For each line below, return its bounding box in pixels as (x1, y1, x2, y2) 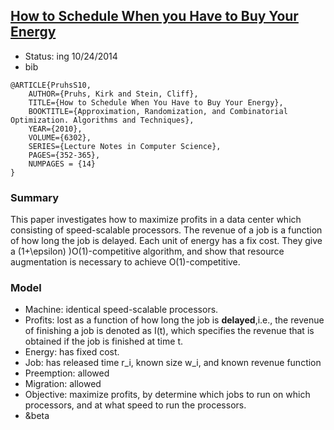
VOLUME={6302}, (28, 132, 92, 143)
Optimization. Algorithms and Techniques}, (10, 115, 195, 125)
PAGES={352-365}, (28, 150, 101, 160)
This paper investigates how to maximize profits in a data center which (10, 214, 302, 226)
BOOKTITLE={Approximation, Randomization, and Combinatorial (28, 106, 288, 116)
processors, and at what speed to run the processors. (24, 399, 247, 411)
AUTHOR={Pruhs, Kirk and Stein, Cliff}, (28, 89, 199, 99)
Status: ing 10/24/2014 (24, 50, 118, 62)
